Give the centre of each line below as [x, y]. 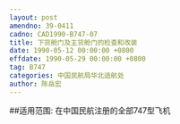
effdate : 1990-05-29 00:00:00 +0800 [77, 59]
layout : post [34, 17]
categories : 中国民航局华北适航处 [67, 76]
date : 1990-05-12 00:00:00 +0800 [72, 51]
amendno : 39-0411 [42, 26]
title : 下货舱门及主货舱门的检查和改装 [73, 42]
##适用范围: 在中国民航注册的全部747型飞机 [90, 110]
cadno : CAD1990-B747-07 [54, 34]
